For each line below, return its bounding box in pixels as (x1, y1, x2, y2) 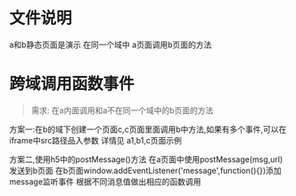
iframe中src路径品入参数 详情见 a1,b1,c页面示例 (9, 135, 183, 145)
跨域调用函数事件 (9, 74, 136, 94)
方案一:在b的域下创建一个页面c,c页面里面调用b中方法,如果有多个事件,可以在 (9, 124, 287, 135)
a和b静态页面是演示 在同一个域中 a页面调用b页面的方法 (9, 39, 212, 50)
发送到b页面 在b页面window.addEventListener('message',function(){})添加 (9, 165, 283, 176)
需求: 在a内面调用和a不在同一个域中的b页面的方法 (30, 104, 214, 116)
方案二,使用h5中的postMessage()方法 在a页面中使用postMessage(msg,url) (9, 153, 284, 165)
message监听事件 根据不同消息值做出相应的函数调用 (9, 176, 201, 187)
